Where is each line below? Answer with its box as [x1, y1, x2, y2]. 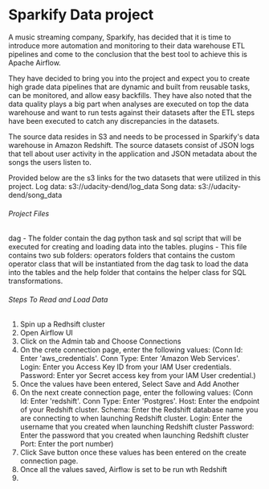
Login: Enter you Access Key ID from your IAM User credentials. [19, 362, 232, 372]
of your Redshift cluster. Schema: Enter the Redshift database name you [19, 405, 259, 415]
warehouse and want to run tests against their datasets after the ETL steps [8, 107, 255, 117]
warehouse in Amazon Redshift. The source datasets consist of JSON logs [8, 140, 255, 150]
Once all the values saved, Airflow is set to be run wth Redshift [19, 465, 227, 475]
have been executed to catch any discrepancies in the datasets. [8, 116, 219, 125]
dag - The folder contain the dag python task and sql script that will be [8, 233, 243, 243]
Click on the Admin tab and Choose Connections [19, 336, 181, 347]
